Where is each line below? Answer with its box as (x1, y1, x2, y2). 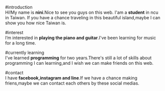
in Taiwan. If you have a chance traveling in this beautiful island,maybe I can (5, 15, 161, 20)
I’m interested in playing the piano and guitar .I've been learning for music (5, 35, 156, 41)
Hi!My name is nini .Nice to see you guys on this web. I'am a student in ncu (5, 9, 159, 15)
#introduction (5, 4, 33, 10)
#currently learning (5, 49, 45, 55)
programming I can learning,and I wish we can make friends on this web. (5, 60, 154, 66)
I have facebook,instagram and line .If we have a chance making (5, 75, 138, 81)
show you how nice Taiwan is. (5, 20, 66, 26)
